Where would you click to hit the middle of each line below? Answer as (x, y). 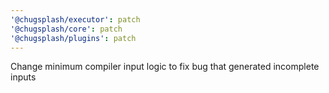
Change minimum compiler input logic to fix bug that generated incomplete (165, 67)
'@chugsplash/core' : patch (66, 29)
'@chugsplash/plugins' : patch (73, 38)
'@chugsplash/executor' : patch (75, 19)
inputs (23, 77)
